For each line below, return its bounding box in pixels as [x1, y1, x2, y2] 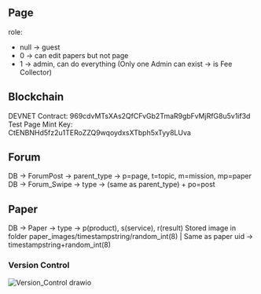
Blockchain [8, 90, 64, 104]
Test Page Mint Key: [8, 119, 73, 129]
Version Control [8, 259, 70, 270]
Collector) [19, 67, 53, 77]
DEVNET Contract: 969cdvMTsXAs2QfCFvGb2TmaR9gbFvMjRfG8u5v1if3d [8, 111, 251, 120]
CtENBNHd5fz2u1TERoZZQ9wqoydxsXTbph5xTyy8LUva [8, 127, 191, 137]
